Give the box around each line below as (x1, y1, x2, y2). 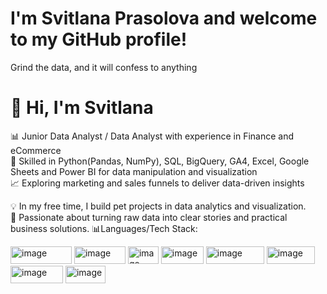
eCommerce (10, 144, 62, 156)
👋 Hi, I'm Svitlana (10, 97, 154, 119)
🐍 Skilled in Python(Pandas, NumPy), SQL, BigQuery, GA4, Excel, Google (10, 155, 310, 167)
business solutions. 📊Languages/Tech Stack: (10, 222, 198, 234)
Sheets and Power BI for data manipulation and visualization (10, 165, 258, 177)
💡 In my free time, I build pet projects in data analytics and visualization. (10, 200, 307, 212)
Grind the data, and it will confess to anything (10, 61, 198, 73)
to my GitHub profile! (10, 28, 188, 51)
